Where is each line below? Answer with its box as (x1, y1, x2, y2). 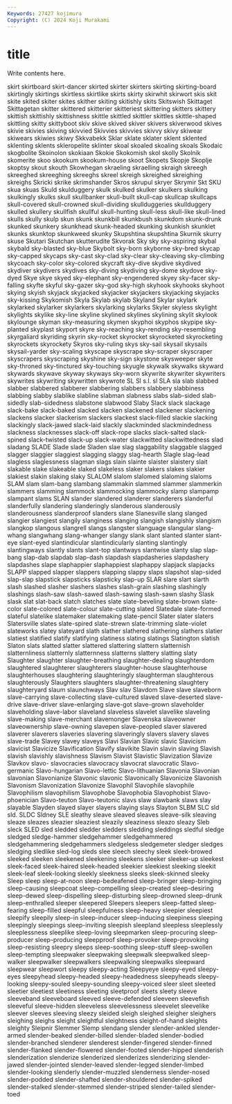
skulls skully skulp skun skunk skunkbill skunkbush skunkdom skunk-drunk (7, 215, 222, 224)
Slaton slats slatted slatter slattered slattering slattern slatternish (7, 642, 190, 650)
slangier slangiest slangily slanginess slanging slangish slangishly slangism (7, 516, 222, 525)
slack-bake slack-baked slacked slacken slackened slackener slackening (7, 406, 215, 415)
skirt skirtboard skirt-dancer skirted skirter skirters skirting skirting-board (7, 82, 217, 91)
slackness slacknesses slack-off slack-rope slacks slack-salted (7, 428, 188, 437)
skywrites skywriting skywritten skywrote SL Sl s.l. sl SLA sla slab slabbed (7, 377, 219, 385)
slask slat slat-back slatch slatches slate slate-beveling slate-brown (7, 597, 200, 606)
